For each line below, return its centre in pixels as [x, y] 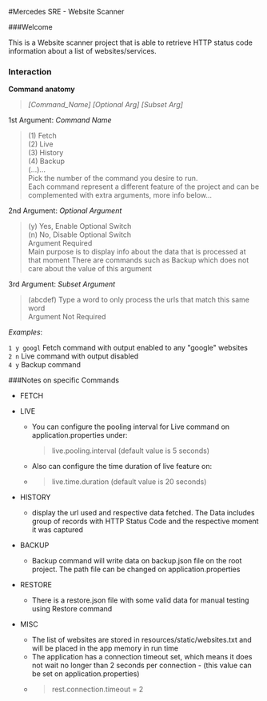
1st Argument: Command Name [60, 120]
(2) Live [40, 144]
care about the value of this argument [90, 269]
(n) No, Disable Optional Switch [80, 234]
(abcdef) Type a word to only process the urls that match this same [139, 300]
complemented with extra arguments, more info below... [120, 195]
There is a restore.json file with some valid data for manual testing [140, 600]
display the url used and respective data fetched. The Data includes [143, 513]
